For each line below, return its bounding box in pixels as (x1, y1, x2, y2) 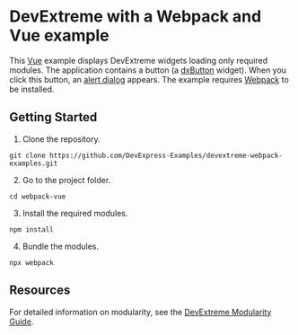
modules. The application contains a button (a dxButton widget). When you (9, 65, 287, 75)
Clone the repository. (22, 133, 101, 145)
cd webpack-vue (9, 191, 66, 201)
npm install (9, 225, 54, 234)
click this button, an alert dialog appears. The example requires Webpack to (9, 74, 289, 84)
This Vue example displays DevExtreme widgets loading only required (9, 55, 267, 66)
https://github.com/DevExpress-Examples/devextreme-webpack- (48, 151, 283, 160)
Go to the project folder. (22, 174, 111, 185)
